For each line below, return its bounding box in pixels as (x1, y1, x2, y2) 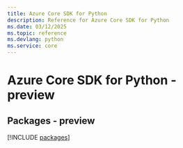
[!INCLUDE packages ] (7, 133, 70, 141)
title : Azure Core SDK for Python (7, 10, 108, 17)
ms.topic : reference (7, 29, 67, 37)
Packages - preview (7, 115, 95, 126)
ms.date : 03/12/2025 (7, 23, 67, 30)
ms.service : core (7, 42, 58, 49)
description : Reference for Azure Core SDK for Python (7, 17, 170, 24)
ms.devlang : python (7, 36, 64, 43)
